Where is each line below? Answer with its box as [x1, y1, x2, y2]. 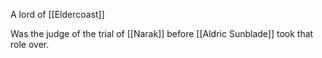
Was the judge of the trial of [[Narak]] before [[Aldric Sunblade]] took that [10, 28, 314, 39]
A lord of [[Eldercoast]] [10, 9, 105, 20]
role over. [10, 39, 50, 50]
